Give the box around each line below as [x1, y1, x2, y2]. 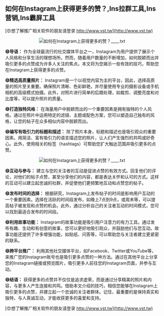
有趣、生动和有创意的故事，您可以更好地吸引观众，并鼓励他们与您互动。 [9, 225, 155, 231]
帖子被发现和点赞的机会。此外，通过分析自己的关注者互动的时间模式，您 [9, 203, 155, 208]
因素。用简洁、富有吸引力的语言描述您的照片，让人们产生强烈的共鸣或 [5, 135, 146, 140]
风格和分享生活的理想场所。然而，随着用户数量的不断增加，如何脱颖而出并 [9, 54, 159, 60]
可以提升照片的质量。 [21, 95, 65, 101]
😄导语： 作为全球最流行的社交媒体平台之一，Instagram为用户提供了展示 [5, 48, 151, 54]
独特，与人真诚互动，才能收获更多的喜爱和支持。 [5, 295, 103, 301]
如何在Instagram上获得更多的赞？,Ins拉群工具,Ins [5, 4, 156, 13]
